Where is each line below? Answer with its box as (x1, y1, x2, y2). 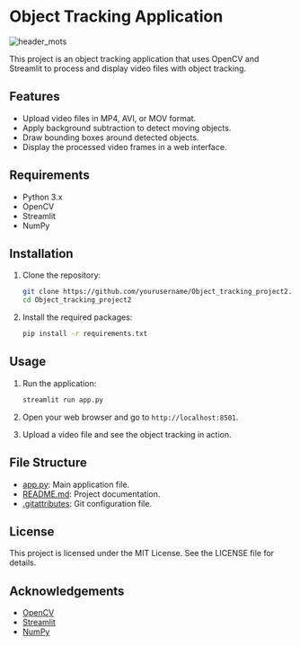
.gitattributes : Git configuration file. (22, 498, 153, 509)
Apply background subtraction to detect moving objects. (22, 122, 232, 133)
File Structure (9, 456, 87, 471)
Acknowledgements (9, 583, 125, 598)
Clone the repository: (22, 270, 101, 280)
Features (9, 89, 60, 104)
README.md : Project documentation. (22, 488, 161, 500)
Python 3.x (22, 191, 63, 202)
